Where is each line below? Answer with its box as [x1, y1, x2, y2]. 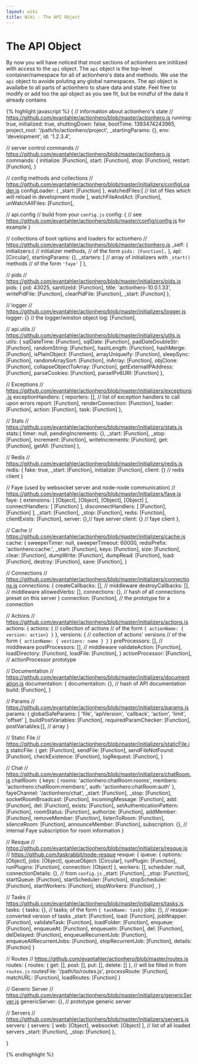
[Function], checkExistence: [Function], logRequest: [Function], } [6, 753, 163, 760]
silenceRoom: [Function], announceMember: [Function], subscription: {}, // [6, 821, 187, 828]
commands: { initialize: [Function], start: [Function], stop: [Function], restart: [6, 157, 190, 164]
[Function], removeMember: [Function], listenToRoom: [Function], [6, 815, 165, 822]
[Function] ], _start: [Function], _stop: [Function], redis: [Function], [6, 509, 166, 516]
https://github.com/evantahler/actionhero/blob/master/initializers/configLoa [6, 181, 190, 188]
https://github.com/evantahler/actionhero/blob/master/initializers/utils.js [6, 332, 181, 339]
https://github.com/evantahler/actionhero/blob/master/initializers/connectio [6, 576, 190, 583]
